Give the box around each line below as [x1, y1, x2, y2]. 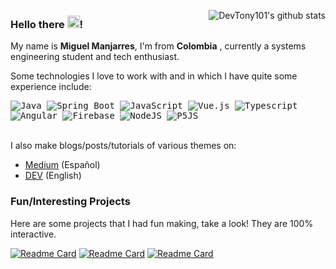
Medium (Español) [24, 159, 101, 171]
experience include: [10, 81, 92, 93]
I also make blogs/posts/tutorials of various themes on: [10, 140, 237, 152]
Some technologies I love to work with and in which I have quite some [10, 70, 298, 82]
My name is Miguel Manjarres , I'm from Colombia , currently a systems [10, 40, 307, 52]
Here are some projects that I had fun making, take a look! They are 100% [10, 217, 314, 229]
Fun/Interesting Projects [10, 195, 131, 209]
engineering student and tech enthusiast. [10, 51, 180, 63]
